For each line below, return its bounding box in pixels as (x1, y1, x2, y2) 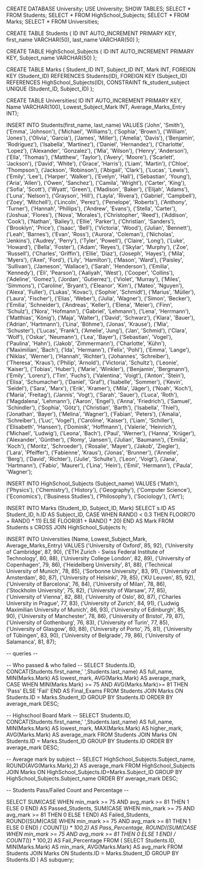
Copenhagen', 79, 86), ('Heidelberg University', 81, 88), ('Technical (6, 561, 173, 568)
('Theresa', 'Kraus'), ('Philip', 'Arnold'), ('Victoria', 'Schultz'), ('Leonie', (6, 359, 179, 366)
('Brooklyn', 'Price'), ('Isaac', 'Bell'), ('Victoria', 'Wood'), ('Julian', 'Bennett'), (6, 224, 192, 231)
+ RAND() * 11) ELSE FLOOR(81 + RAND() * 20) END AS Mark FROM (6, 517, 174, 525)
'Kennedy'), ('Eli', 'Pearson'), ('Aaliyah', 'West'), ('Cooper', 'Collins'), (6, 269, 175, 276)
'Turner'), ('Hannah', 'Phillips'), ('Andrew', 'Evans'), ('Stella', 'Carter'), (6, 205, 177, 212)
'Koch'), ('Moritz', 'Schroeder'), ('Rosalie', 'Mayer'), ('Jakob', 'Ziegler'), (6, 442, 180, 450)
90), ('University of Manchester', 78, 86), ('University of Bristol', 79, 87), (6, 613, 185, 619)
